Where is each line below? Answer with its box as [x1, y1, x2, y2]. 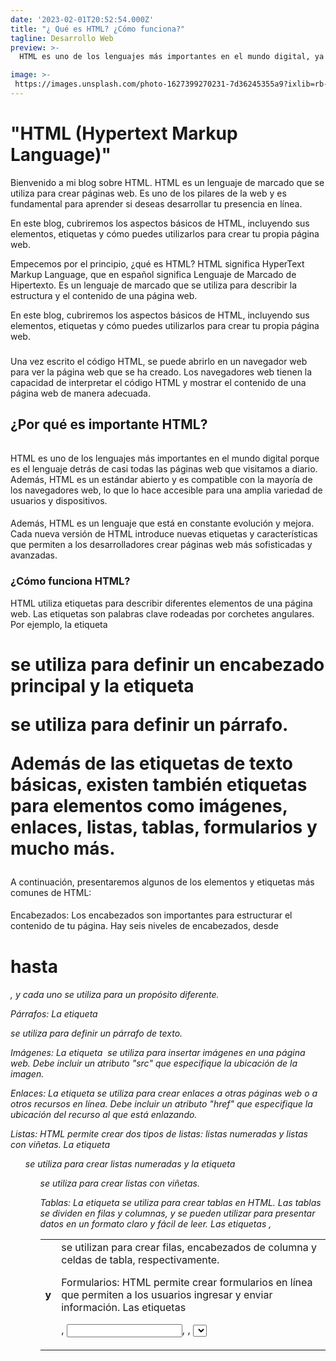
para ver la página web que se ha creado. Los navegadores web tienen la [10, 366, 313, 378]
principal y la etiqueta [10, 674, 195, 697]
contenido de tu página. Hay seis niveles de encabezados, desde [10, 920, 279, 932]
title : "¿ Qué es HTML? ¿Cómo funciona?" [10, 24, 186, 34]
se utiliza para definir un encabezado [10, 653, 325, 676]
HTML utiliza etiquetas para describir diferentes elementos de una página [10, 597, 313, 609]
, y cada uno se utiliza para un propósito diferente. [10, 989, 220, 1001]
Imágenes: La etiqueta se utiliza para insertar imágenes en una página [10, 1047, 306, 1059]
